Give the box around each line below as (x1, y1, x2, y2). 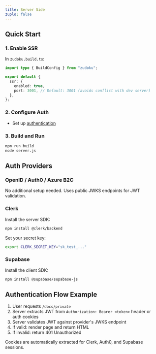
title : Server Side (5, 7, 45, 12)
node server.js (5, 148, 36, 153)
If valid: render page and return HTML (12, 324, 90, 330)
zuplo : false (5, 12, 32, 17)
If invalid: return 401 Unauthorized (12, 329, 82, 335)
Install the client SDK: (5, 267, 48, 273)
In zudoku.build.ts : (5, 56, 45, 62)
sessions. (5, 344, 25, 350)
